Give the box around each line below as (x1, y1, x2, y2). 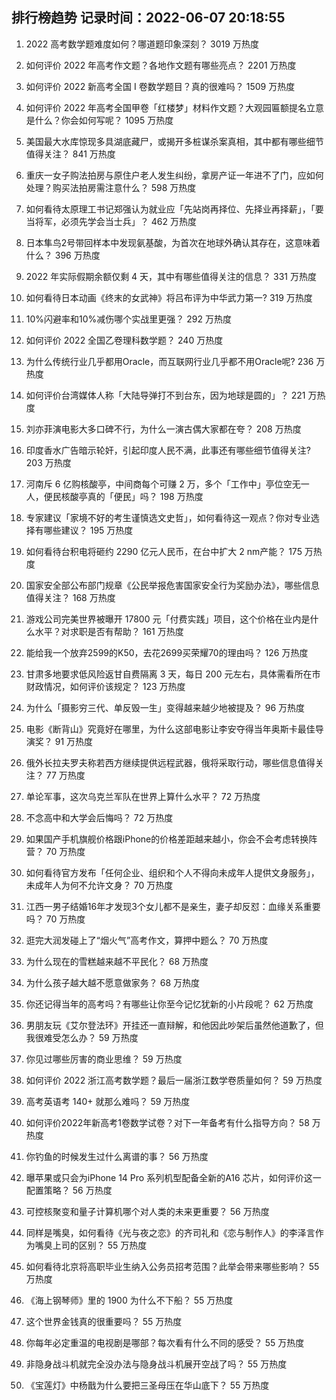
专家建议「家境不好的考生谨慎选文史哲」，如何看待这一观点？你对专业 (25, 511, 311, 523)
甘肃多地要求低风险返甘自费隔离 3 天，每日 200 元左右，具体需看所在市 (25, 668, 321, 680)
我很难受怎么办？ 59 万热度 (25, 1031, 139, 1043)
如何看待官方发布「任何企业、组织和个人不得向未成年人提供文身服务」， (25, 866, 320, 878)
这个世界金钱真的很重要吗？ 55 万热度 (25, 1315, 183, 1327)
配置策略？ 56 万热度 (25, 1184, 113, 1196)
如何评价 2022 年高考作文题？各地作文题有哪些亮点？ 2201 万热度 (25, 59, 297, 71)
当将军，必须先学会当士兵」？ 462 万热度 (25, 215, 197, 227)
